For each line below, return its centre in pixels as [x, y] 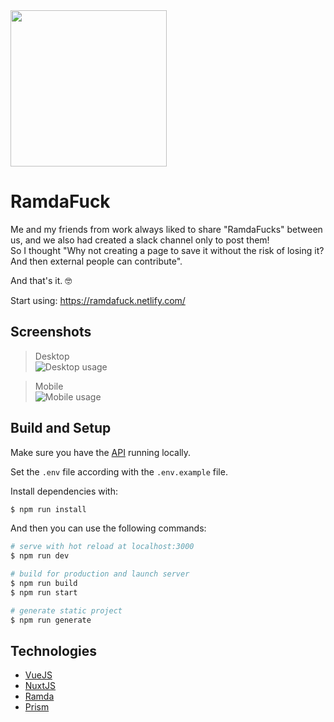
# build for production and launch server [100, 574]
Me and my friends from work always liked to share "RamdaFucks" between [166, 229]
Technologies [54, 650]
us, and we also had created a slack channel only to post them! [140, 240]
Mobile [49, 386]
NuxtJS [40, 686]
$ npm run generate [51, 620]
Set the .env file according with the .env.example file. [119, 471]
